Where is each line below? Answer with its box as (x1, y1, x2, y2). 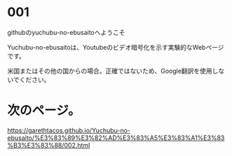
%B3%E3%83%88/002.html (7, 141, 90, 149)
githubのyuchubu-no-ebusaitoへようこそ (7, 28, 125, 36)
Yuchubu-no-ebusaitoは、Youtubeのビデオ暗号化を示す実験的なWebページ (7, 43, 224, 51)
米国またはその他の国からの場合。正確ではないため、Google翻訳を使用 (7, 66, 212, 75)
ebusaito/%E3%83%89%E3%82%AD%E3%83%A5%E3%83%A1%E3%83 (7, 134, 225, 142)
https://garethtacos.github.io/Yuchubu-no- (7, 126, 131, 134)
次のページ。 (7, 103, 81, 119)
